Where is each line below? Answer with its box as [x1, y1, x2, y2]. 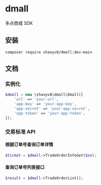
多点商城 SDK [5, 20, 33, 26]
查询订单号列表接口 [5, 164, 45, 170]
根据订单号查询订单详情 [5, 142, 53, 148]
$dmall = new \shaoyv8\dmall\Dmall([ [5, 92, 84, 97]
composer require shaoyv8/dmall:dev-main [5, 49, 93, 55]
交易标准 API [5, 128, 36, 135]
